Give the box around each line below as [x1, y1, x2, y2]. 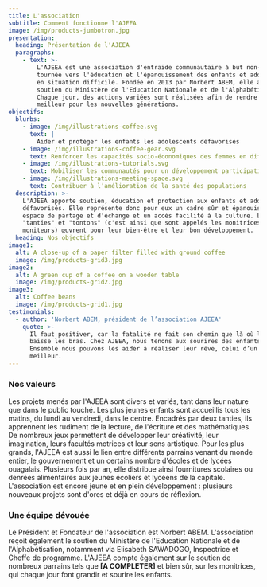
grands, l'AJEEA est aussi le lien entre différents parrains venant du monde [8, 448, 253, 457]
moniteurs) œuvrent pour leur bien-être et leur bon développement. [22, 226, 254, 235]
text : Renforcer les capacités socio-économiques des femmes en [29, 152, 247, 160]
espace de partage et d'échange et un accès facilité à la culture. [22, 212, 254, 220]
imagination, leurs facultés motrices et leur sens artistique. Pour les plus [8, 439, 245, 448]
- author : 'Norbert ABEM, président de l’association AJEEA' [15, 315, 222, 323]
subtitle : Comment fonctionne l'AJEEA [8, 19, 137, 27]
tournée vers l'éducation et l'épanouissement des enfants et [37, 71, 247, 79]
